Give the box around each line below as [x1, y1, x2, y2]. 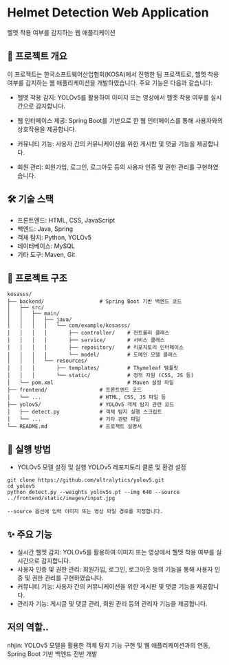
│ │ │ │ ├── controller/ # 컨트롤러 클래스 [7, 330, 170, 337]
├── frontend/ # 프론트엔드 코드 [7, 387, 142, 394]
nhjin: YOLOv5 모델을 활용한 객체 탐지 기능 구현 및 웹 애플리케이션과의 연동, [7, 641, 210, 649]
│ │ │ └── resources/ [7, 357, 88, 365]
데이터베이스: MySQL [17, 242, 76, 250]
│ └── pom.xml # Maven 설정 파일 [7, 379, 174, 386]
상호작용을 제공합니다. [17, 125, 77, 133]
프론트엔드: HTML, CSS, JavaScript [17, 216, 116, 224]
